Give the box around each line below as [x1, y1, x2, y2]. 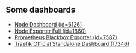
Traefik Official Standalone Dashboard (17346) [14, 40, 130, 47]
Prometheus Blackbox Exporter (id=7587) [14, 33, 117, 41]
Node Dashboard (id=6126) [14, 20, 82, 28]
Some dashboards [5, 5, 76, 15]
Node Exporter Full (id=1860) [14, 27, 87, 34]
